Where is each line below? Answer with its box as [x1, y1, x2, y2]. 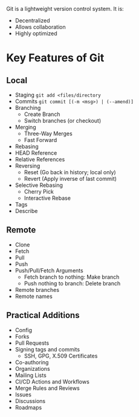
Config [15, 326, 32, 333]
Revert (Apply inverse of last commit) [24, 175, 117, 182]
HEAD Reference [15, 149, 57, 157]
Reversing [15, 162, 40, 169]
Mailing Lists [15, 371, 47, 379]
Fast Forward [24, 137, 57, 143]
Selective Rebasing [15, 181, 63, 189]
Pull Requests [15, 339, 50, 347]
